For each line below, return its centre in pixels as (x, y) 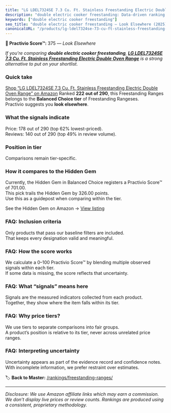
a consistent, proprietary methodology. (46, 405)
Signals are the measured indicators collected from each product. (74, 297)
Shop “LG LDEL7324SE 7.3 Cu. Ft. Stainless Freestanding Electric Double (82, 88)
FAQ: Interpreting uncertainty (42, 351)
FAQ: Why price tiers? (33, 316)
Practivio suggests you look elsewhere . (47, 104)
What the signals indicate (37, 117)
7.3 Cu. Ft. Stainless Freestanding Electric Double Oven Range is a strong (84, 58)
